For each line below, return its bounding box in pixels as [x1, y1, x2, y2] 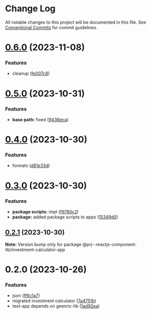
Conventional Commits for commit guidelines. [5, 24, 97, 30]
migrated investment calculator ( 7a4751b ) [12, 298, 97, 304]
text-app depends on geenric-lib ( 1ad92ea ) [12, 303, 100, 309]
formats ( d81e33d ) [12, 163, 50, 169]
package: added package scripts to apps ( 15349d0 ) [12, 214, 119, 220]
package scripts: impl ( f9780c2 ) [12, 209, 79, 214]
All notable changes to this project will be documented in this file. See [5, 19, 147, 25]
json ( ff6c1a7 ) [12, 293, 40, 299]
